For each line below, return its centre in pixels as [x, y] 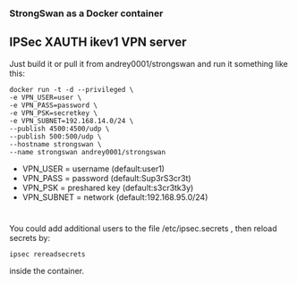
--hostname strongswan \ [55, 144]
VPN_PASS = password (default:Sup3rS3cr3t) [106, 178]
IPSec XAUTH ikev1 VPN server [98, 42]
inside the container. [47, 271]
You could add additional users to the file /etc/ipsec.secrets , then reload [143, 228]
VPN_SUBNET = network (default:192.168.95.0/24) [115, 197]
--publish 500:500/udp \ [55, 137]
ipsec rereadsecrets [48, 254]
